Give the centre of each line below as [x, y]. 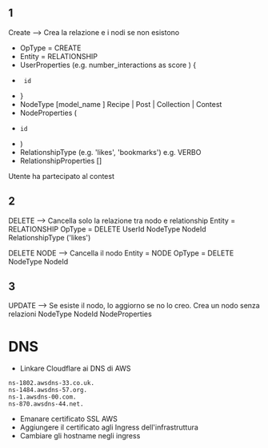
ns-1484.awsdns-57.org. [48, 391]
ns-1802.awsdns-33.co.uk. [51, 383]
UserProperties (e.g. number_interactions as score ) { [108, 65]
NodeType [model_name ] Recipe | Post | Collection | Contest [121, 104]
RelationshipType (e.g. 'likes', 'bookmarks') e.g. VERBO [110, 152]
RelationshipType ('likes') [50, 237]
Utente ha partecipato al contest [61, 176]
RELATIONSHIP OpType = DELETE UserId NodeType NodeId [107, 229]
